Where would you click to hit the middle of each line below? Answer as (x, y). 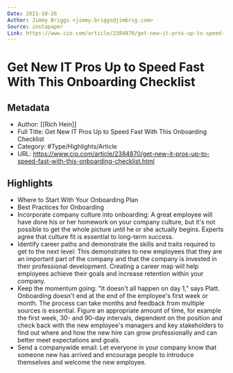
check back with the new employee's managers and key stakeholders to (120, 325)
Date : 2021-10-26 (32, 14)
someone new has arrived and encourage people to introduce (105, 355)
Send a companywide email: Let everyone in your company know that (117, 347)
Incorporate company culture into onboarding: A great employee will (115, 215)
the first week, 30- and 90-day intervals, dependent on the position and (120, 318)
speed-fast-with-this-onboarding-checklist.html (86, 161)
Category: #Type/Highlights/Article (67, 147)
